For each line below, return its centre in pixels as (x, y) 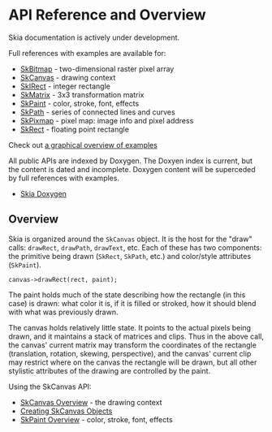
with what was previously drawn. (63, 312)
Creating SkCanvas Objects (66, 411)
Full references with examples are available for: (87, 53)
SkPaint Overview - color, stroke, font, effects (96, 419)
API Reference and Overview (107, 15)
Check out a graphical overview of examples (83, 145)
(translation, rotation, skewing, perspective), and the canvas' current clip (130, 353)
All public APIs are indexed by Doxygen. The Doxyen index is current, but (131, 161)
